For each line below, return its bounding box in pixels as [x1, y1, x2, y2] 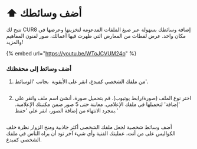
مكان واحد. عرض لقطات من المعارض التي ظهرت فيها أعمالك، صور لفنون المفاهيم [6, 32, 186, 39]
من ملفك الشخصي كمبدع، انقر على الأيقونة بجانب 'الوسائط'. [14, 78, 149, 85]
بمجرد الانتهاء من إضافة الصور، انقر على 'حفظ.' [14, 107, 118, 114]
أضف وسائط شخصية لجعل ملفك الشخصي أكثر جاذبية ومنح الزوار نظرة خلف [6, 124, 172, 131]
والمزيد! [6, 38, 24, 45]
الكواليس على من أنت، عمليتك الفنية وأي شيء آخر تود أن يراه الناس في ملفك [6, 130, 176, 137]
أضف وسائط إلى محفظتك [6, 64, 72, 72]
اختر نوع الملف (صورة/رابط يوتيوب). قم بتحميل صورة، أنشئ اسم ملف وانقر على [14, 95, 192, 102]
